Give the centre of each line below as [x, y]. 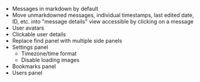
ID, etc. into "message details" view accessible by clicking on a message [103, 21]
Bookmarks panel [34, 66]
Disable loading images [50, 60]
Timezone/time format [49, 53]
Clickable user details [39, 34]
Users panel [27, 73]
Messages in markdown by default [55, 9]
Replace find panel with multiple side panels [67, 41]
